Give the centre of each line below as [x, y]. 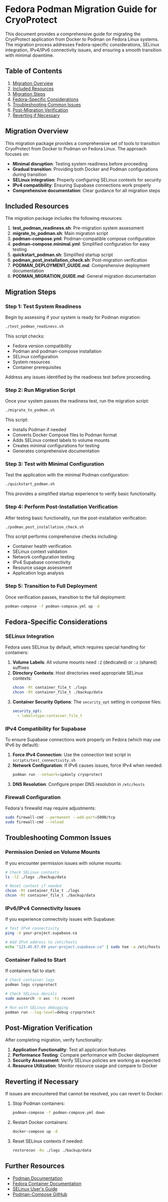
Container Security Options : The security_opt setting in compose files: [87, 702]
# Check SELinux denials [31, 994]
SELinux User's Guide [35, 1189]
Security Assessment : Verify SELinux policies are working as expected [86, 1061]
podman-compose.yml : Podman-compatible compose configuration [84, 239]
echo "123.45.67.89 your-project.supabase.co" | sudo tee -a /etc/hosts [83, 947]
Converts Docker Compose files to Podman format [64, 435]
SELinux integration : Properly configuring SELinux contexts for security [87, 180]
